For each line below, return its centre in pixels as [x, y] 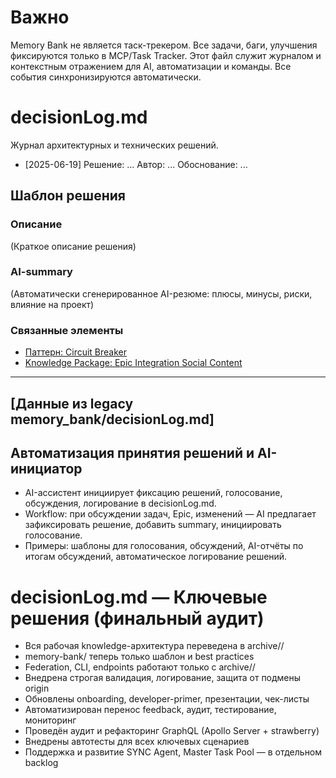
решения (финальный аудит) [137, 618]
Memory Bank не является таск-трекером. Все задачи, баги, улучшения [164, 45]
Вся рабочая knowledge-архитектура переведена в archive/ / [154, 646]
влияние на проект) [52, 304]
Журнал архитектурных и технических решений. [114, 145]
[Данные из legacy [72, 403]
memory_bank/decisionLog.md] [112, 419]
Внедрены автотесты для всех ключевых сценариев [137, 742]
